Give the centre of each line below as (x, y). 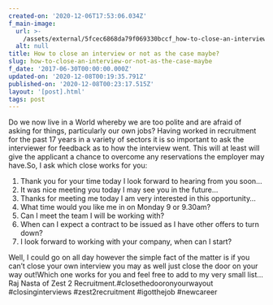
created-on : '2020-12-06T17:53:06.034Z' (78, 16)
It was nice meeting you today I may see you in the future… (119, 190)
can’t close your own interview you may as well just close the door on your (133, 266)
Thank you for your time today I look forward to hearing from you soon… (141, 181)
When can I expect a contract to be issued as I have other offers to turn (140, 224)
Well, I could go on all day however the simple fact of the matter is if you (129, 258)
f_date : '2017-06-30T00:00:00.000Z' (70, 69)
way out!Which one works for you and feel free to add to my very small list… (136, 275)
